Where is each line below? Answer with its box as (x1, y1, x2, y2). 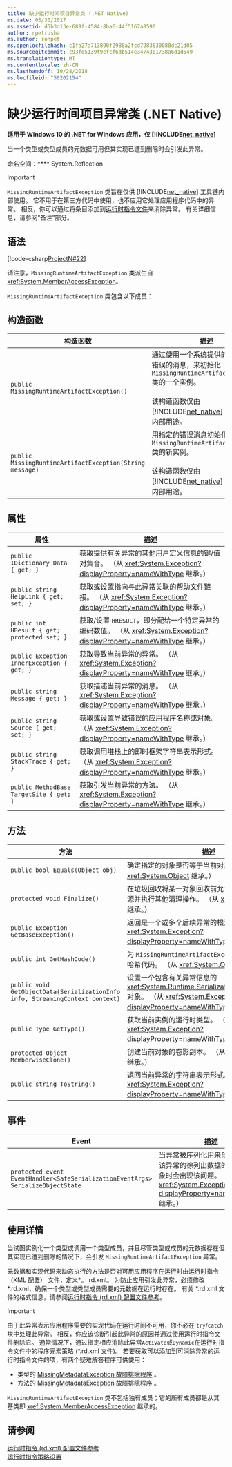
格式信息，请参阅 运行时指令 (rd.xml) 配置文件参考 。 (19, 1293, 166, 1301)
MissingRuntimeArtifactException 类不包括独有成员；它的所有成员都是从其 (7, 1394, 220, 1402)
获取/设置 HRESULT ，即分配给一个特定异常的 (79, 615, 220, 625)
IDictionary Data (10, 558, 68, 567)
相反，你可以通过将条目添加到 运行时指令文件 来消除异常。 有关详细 (20, 205, 211, 213)
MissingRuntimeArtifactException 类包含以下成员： (7, 292, 153, 300)
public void (10, 981, 50, 989)
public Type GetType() (10, 1024, 85, 1033)
